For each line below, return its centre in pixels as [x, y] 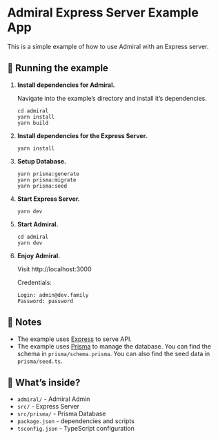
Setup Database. [42, 161]
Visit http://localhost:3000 [54, 269]
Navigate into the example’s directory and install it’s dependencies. [112, 98]
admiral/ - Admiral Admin [53, 399]
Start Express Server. [49, 199]
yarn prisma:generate [48, 174]
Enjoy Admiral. [39, 255]
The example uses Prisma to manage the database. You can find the [114, 346]
